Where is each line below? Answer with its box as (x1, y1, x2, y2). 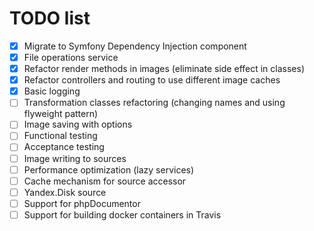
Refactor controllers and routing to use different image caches (23, 74, 281, 86)
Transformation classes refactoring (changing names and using (23, 97, 286, 109)
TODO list (9, 7, 91, 30)
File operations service (23, 52, 119, 63)
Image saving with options (23, 118, 133, 131)
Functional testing (23, 130, 98, 142)
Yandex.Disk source (23, 186, 107, 198)
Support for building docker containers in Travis (23, 208, 222, 221)
